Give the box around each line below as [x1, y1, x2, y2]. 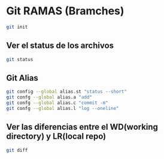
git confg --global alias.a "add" [6, 94, 93, 100]
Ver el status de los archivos [6, 41, 114, 51]
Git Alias [6, 73, 39, 83]
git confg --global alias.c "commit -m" [6, 100, 109, 106]
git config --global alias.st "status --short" [6, 88, 127, 95]
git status [6, 56, 34, 62]
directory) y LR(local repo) [6, 132, 107, 142]
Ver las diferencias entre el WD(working [6, 122, 159, 132]
